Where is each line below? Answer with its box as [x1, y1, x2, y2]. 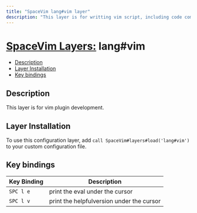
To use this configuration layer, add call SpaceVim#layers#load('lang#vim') [6, 137, 190, 144]
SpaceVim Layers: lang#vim [6, 39, 145, 53]
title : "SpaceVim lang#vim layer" [6, 8, 91, 15]
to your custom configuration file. [6, 143, 87, 150]
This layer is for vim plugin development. [6, 104, 104, 111]
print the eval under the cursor [49, 187, 133, 195]
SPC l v [9, 198, 30, 204]
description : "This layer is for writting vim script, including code [6, 14, 182, 20]
